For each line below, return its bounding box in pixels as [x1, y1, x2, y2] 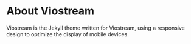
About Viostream [6, 4, 95, 18]
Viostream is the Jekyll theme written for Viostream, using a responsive [6, 24, 186, 31]
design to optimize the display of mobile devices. [6, 30, 129, 37]
